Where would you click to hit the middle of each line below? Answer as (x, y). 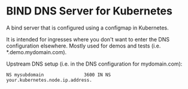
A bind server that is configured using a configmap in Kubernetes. (87, 28)
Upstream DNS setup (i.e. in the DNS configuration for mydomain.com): (94, 64)
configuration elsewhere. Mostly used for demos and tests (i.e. (84, 46)
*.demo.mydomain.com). (37, 52)
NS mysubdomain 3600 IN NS (59, 75)
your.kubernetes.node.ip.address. (49, 80)
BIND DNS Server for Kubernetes (89, 11)
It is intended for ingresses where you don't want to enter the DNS (88, 39)
